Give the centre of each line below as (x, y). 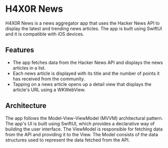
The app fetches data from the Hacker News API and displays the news (88, 62)
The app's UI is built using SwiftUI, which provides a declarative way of (80, 123)
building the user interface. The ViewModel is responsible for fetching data (84, 129)
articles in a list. (29, 68)
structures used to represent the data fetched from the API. (68, 140)
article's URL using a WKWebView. (49, 90)
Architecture (26, 106)
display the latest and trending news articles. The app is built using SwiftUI (84, 28)
